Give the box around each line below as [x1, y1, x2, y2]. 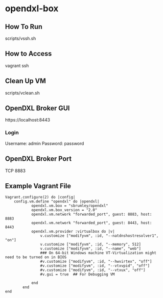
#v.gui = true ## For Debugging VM [40, 272, 115, 277]
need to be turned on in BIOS [5, 255, 67, 260]
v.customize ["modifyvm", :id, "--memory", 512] [40, 242, 141, 247]
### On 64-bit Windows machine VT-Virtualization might [40, 250, 157, 255]
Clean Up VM [5, 77, 47, 85]
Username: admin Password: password [5, 140, 84, 146]
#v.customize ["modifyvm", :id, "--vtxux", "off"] [40, 268, 146, 273]
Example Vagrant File [5, 182, 71, 190]
